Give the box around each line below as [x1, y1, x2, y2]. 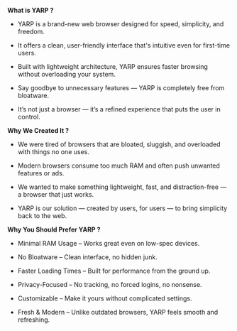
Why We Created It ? [7, 126, 70, 134]
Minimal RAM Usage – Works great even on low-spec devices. [17, 239, 200, 247]
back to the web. [17, 212, 67, 219]
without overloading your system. [17, 70, 116, 78]
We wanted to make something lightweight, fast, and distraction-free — [17, 183, 227, 191]
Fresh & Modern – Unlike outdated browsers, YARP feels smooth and [17, 308, 219, 316]
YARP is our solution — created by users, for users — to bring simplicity [17, 204, 228, 212]
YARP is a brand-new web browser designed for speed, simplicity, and [17, 20, 224, 28]
